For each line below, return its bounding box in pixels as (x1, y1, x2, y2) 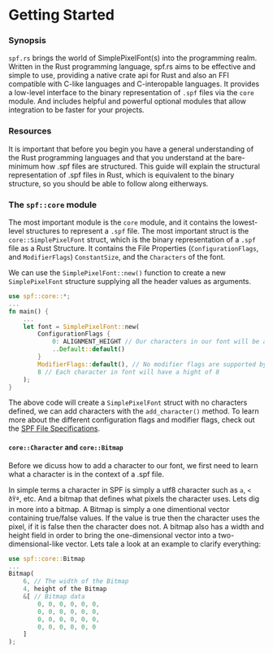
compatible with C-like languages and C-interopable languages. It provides (8, 79, 260, 89)
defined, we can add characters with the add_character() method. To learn (8, 406, 259, 416)
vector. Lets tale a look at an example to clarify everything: (65, 539, 262, 549)
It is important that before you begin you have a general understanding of (8, 144, 254, 154)
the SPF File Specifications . (8, 423, 100, 433)
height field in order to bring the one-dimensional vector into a (8, 530, 217, 540)
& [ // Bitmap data (23, 593, 85, 601)
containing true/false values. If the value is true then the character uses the (8, 513, 260, 523)
